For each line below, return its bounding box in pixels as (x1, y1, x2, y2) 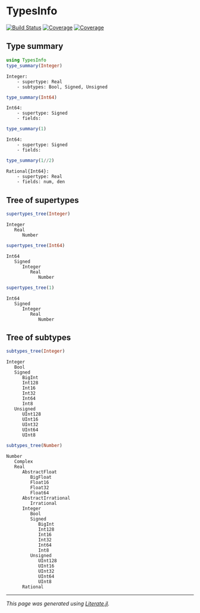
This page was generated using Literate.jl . (6, 600, 110, 607)
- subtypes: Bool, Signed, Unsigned (17, 84, 108, 90)
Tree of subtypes (6, 332, 71, 343)
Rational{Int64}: (6, 168, 49, 174)
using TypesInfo (6, 57, 46, 63)
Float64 (30, 490, 49, 496)
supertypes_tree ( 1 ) (6, 285, 55, 291)
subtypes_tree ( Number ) (6, 443, 62, 449)
